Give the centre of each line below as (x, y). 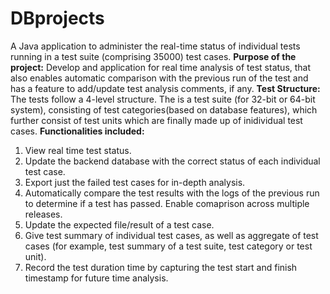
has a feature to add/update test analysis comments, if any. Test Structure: (165, 88)
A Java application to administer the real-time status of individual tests (155, 46)
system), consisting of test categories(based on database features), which (164, 109)
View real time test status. (78, 150)
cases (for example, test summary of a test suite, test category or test (168, 246)
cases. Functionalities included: (77, 131)
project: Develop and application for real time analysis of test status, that (161, 67)
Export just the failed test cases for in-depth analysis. (135, 182)
